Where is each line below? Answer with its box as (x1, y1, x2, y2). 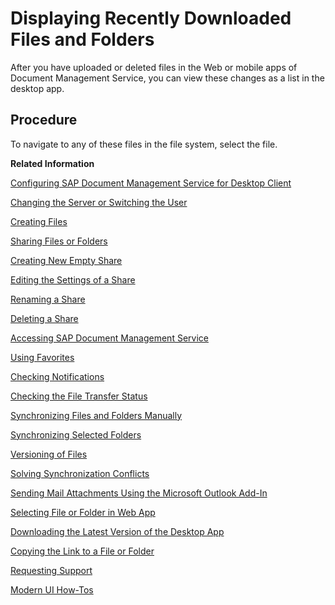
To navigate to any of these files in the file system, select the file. (10, 138, 278, 150)
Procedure (10, 112, 78, 129)
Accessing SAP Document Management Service (10, 332, 209, 344)
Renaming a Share (10, 293, 86, 305)
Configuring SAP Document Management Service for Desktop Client (10, 177, 292, 189)
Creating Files (10, 215, 68, 227)
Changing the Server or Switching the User (10, 196, 188, 208)
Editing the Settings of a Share (10, 273, 136, 286)
